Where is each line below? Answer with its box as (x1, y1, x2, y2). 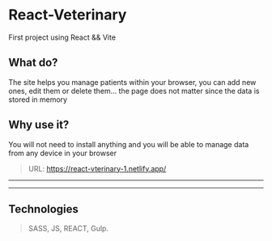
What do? (8, 56, 58, 70)
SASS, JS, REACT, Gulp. (28, 224, 109, 234)
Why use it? (8, 118, 70, 132)
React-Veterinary (8, 6, 127, 24)
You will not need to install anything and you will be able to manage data (8, 139, 249, 149)
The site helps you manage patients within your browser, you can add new (8, 77, 257, 87)
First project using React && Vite (8, 32, 116, 42)
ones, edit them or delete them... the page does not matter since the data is (8, 86, 260, 95)
